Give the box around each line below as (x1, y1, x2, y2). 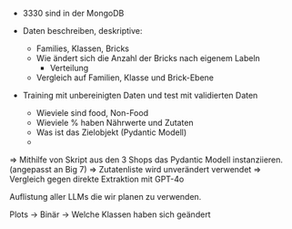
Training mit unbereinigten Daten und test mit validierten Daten (22, 90, 258, 100)
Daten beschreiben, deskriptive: (22, 26, 143, 36)
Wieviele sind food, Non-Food (35, 108, 148, 118)
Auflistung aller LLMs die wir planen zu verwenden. (9, 192, 202, 202)
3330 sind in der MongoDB (22, 8, 125, 18)
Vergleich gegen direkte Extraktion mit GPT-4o (9, 173, 185, 184)
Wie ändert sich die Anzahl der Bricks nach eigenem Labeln (35, 53, 261, 63)
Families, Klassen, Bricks (35, 43, 130, 54)
